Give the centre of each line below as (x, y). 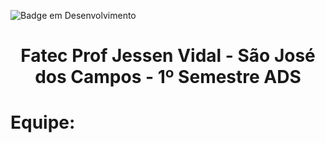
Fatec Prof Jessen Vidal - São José (168, 56)
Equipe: (43, 122)
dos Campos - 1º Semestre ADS (168, 77)
